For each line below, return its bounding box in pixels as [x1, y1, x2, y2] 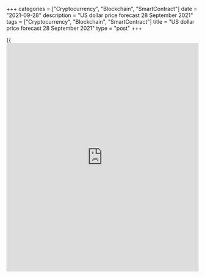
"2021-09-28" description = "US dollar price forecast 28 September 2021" [6, 12, 193, 19]
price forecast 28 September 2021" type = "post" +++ [6, 24, 142, 32]
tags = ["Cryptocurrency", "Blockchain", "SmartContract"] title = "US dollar [6, 18, 195, 25]
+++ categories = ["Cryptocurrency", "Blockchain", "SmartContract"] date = [6, 5, 198, 12]
